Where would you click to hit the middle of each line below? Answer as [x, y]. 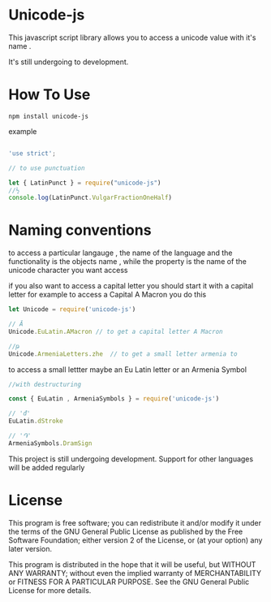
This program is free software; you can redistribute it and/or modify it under [135, 522]
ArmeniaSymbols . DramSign [50, 443]
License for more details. [50, 590]
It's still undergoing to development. [69, 62]
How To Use [49, 95]
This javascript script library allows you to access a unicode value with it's [132, 37]
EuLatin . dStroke [36, 421]
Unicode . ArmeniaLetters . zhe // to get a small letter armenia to [123, 354]
